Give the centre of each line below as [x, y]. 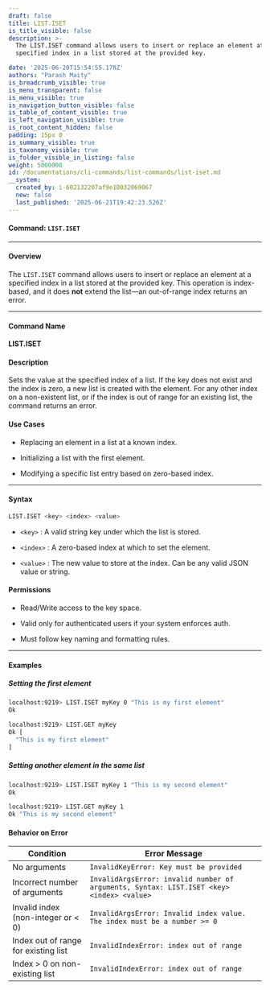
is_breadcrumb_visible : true [57, 82]
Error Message [174, 854]
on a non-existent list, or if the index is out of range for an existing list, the [131, 397]
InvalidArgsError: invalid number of [162, 879]
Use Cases [27, 424]
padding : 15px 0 [35, 135]
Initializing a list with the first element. [82, 458]
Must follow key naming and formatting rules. [95, 639]
